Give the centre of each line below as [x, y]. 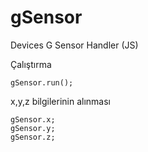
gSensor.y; [33, 128]
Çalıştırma [31, 64]
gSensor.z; [33, 137]
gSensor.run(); [42, 82]
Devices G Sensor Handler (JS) [74, 45]
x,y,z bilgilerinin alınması [61, 101]
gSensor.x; [33, 119]
